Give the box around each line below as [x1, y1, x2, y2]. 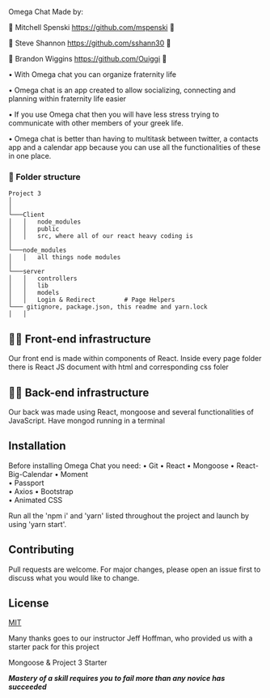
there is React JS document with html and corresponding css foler [8, 362, 229, 372]
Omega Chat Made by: [8, 7, 83, 16]
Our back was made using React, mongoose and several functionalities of [8, 406, 255, 416]
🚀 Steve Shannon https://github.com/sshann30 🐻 [8, 38, 171, 48]
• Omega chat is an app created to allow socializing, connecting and [8, 85, 236, 95]
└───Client [8, 211, 45, 219]
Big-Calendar [8, 469, 53, 479]
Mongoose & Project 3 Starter [8, 658, 108, 667]
